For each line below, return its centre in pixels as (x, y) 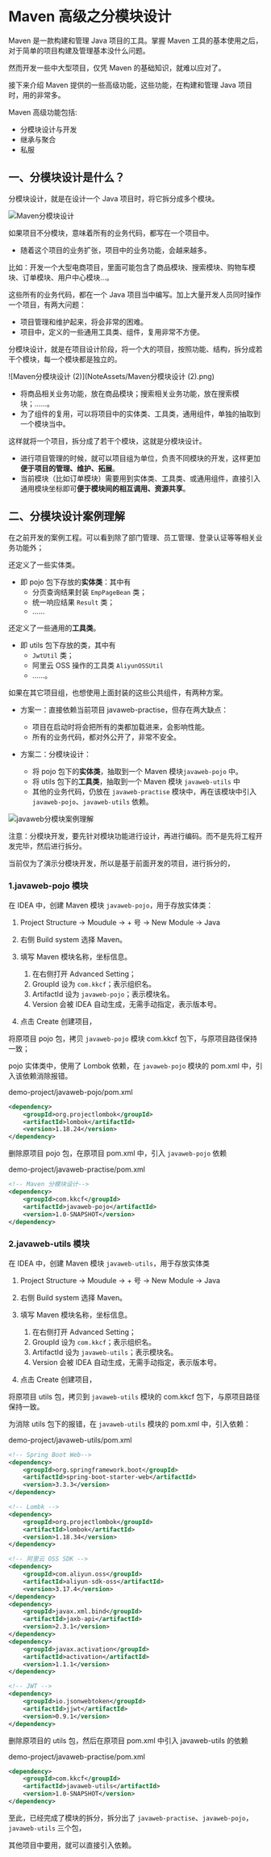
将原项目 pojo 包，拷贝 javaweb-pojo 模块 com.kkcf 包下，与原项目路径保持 (133, 1038)
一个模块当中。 (45, 423)
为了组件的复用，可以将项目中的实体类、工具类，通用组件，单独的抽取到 (140, 414)
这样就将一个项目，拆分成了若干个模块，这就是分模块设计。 (107, 440)
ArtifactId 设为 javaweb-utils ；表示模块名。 (105, 1352)
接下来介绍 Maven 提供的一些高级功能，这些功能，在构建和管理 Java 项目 (130, 85)
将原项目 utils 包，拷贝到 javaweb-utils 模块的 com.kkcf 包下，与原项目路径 (134, 1396)
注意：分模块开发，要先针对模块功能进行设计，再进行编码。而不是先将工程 (132, 836)
